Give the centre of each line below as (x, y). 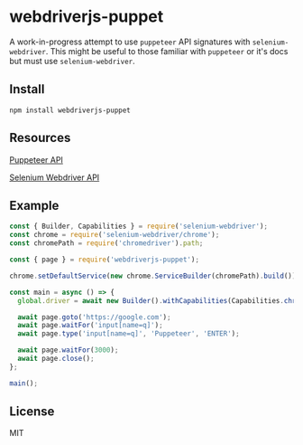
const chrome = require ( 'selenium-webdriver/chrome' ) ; (115, 235)
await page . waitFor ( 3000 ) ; (68, 350)
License (32, 412)
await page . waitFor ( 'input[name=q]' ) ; (91, 326)
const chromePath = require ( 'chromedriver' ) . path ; (106, 243)
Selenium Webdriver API (55, 177)
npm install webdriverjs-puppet (70, 110)
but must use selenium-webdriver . (72, 61)
